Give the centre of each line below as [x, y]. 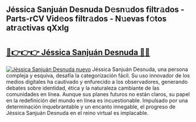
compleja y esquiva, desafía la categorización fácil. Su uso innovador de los [98, 75]
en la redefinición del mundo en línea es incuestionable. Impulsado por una [97, 100]
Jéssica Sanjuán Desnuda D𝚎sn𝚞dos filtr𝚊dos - [95, 10]
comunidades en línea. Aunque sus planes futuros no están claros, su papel [98, 94]
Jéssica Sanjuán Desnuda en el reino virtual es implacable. [77, 113]
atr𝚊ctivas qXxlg [38, 28]
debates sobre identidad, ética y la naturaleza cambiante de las [83, 88]
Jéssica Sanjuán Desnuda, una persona [140, 69]
